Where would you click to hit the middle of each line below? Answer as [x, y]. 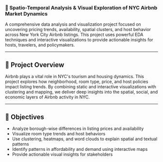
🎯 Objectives [25, 117]
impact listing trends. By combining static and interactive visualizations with [81, 87]
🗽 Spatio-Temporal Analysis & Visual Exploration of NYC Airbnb [81, 8]
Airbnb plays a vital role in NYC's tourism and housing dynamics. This [74, 77]
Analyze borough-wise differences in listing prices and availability [78, 129]
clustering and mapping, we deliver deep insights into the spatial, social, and [81, 92]
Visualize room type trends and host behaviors [59, 133]
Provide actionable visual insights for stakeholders [62, 154]
